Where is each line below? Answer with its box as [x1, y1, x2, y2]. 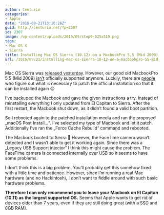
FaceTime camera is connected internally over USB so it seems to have [5, 150, 148, 156]
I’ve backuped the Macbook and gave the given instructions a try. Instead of [5, 95, 159, 101]
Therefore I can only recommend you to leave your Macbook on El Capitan [5, 190, 159, 196]
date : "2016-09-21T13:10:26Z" [5, 20, 67, 26]
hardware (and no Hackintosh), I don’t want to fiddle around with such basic [5, 175, 158, 181]
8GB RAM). [5, 205, 28, 211]
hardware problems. [5, 180, 46, 186]
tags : [5, 39, 16, 44]
